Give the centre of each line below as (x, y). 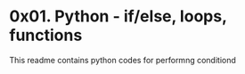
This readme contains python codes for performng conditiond (122, 60)
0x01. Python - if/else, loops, (118, 16)
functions (46, 35)
